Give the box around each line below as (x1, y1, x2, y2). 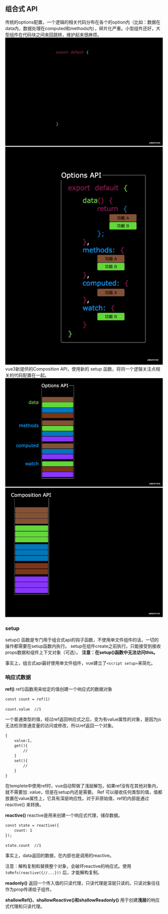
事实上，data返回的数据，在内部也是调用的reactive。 (5, 853, 114, 859)
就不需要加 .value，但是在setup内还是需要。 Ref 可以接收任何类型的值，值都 (5, 789, 162, 795)
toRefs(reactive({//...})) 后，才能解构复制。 (5, 869, 102, 875)
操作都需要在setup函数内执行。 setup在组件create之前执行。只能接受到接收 (5, 643, 161, 649)
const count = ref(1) (5, 697, 50, 702)
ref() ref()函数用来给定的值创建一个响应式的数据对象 (5, 686, 112, 692)
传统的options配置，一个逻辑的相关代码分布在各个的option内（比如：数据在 (5, 19, 161, 25)
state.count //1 (5, 843, 41, 848)
